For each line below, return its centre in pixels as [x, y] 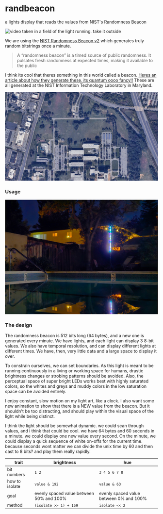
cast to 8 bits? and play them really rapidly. [48, 451]
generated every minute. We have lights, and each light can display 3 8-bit [79, 341]
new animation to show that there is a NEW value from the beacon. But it [77, 406]
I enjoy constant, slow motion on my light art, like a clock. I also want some [80, 401]
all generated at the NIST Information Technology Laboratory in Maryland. [79, 85]
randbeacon [30, 8]
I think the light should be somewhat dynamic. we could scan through [74, 426]
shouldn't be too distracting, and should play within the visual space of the [80, 411]
